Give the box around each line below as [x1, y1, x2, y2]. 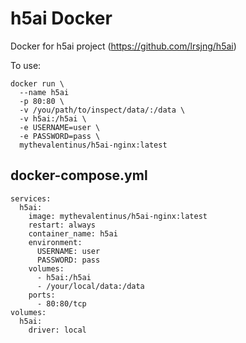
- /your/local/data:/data [36, 281, 145, 291]
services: [10, 193, 52, 204]
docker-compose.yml [10, 167, 148, 184]
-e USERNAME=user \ [19, 122, 101, 132]
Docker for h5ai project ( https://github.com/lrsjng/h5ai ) [10, 40, 237, 52]
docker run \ [10, 78, 65, 89]
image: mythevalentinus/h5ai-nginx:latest [28, 211, 208, 221]
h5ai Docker [10, 7, 113, 30]
